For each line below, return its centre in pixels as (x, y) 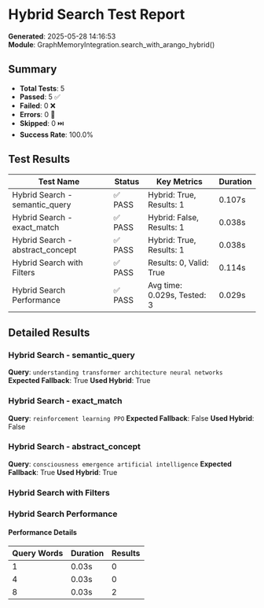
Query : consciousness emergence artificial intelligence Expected (120, 464)
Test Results (39, 159)
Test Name (59, 181)
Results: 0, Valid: (179, 263)
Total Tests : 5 (42, 88)
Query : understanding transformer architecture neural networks (115, 372)
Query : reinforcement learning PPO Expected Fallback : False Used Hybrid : (131, 418)
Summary (33, 70)
